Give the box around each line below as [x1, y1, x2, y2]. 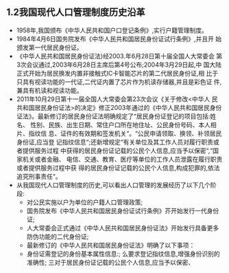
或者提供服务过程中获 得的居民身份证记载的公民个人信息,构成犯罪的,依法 [16, 164, 220, 172]
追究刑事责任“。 [16, 172, 62, 180]
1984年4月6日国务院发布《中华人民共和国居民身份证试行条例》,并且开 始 [16, 34, 222, 43]
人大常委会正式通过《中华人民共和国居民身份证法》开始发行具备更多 [26, 223, 219, 232]
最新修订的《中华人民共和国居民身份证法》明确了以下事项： [26, 241, 195, 249]
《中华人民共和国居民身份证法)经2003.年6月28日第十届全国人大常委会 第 [16, 52, 223, 60]
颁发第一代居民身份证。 [16, 43, 83, 52]
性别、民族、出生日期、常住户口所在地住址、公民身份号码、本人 [29, 120, 210, 129]
